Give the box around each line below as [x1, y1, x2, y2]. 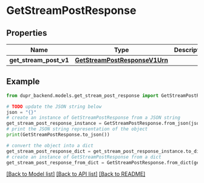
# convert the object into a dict [6, 142, 94, 148]
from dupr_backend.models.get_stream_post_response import [6, 92, 159, 99]
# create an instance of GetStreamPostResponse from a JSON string [6, 115, 181, 121]
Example [6, 76, 40, 87]
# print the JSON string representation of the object [6, 126, 148, 132]
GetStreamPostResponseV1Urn [75, 56, 168, 64]
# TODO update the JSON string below [6, 104, 102, 110]
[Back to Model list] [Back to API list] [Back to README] [6, 170, 146, 178]
